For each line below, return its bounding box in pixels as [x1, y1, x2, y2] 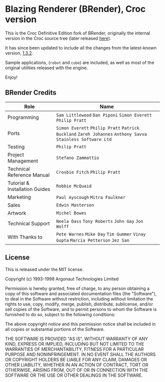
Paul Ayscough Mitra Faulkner [56, 194, 126, 200]
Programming [7, 114, 39, 121]
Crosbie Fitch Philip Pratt [56, 169, 121, 175]
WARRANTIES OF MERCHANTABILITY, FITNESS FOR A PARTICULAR [5, 346, 144, 352]
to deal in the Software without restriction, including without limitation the [5, 296, 153, 301]
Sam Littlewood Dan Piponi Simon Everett [56, 112, 152, 118]
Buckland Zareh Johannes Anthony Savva [56, 131, 147, 137]
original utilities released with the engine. [5, 65, 88, 71]
